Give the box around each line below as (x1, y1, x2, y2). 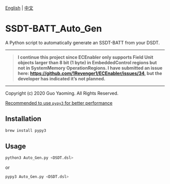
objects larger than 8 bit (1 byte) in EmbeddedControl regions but (17, 59, 157, 65)
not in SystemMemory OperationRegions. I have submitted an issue (17, 65, 163, 71)
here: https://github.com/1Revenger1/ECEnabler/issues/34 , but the (17, 70, 162, 76)
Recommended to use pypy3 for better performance (5, 100, 113, 106)
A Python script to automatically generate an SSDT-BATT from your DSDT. (5, 39, 160, 45)
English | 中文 (5, 5, 34, 11)
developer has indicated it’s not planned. (17, 75, 106, 81)
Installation (5, 115, 41, 123)
